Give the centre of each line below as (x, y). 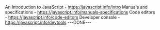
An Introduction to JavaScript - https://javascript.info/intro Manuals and (76, 7)
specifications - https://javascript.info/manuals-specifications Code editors (80, 12)
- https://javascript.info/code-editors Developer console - (63, 17)
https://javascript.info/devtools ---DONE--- (48, 22)
